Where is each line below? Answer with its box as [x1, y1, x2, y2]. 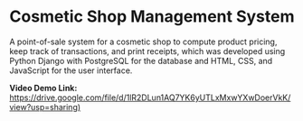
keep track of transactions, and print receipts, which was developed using [9, 45, 286, 56]
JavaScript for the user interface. [9, 65, 133, 76]
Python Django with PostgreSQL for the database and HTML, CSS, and [9, 55, 273, 66]
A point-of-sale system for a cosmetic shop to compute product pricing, [9, 36, 278, 47]
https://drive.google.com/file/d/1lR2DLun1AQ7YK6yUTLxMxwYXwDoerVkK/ [9, 92, 291, 103]
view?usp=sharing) [9, 101, 81, 112]
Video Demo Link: [9, 82, 78, 93]
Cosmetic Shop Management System [9, 6, 295, 27]
